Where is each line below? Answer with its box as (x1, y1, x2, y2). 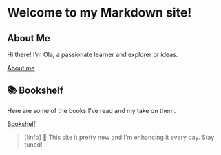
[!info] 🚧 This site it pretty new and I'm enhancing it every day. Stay (23, 133, 215, 141)
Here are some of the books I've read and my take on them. (7, 106, 176, 114)
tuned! (23, 140, 43, 149)
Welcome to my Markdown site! (7, 5, 192, 21)
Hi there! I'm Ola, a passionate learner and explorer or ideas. (7, 50, 178, 59)
